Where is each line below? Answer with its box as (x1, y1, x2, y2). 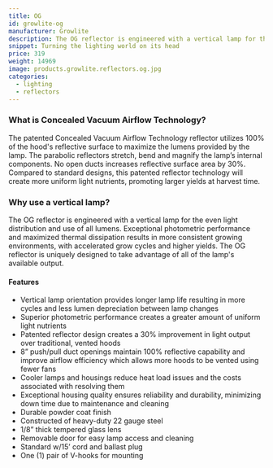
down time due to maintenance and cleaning (19, 399, 169, 409)
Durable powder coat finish (19, 408, 112, 418)
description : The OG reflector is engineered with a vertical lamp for (8, 34, 256, 43)
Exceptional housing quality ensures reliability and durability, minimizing (19, 390, 262, 400)
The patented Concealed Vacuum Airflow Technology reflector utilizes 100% (8, 133, 265, 142)
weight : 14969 (8, 58, 57, 66)
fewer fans (19, 364, 57, 374)
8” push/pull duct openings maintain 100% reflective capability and (19, 347, 245, 356)
